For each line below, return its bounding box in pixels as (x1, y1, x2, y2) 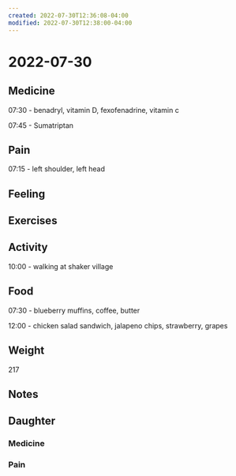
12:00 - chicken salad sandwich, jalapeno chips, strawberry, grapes (8, 320, 228, 330)
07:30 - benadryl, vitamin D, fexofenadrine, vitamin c (8, 105, 179, 114)
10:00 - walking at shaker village (8, 261, 114, 271)
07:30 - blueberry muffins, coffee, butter (8, 305, 140, 315)
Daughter (8, 414, 56, 428)
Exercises (8, 214, 58, 227)
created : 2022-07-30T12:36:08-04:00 (8, 11, 129, 20)
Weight (8, 344, 45, 358)
